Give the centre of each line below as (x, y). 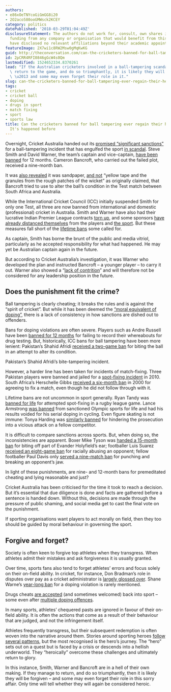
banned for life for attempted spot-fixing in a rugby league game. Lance (80, 403)
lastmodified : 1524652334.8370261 (42, 62)
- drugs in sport (24, 105)
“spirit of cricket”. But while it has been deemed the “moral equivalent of (81, 309)
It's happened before (33, 129)
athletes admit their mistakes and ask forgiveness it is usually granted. (79, 559)
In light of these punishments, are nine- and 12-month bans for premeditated (85, 472)
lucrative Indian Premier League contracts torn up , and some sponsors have (85, 217)
